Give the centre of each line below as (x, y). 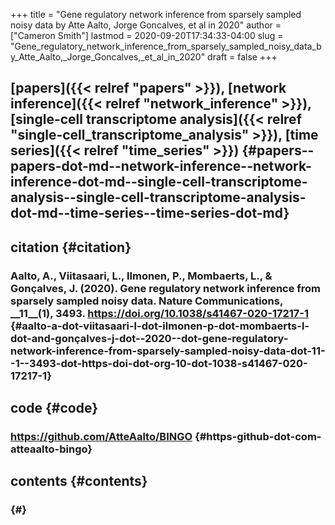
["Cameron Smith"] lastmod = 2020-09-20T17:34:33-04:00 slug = (147, 35)
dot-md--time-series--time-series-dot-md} (150, 213)
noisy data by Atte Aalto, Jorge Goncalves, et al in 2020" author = (146, 25)
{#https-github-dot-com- (258, 437)
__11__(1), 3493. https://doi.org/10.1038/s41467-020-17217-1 (160, 313)
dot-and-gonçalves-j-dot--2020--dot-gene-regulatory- (149, 338)
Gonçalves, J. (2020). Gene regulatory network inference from (166, 288)
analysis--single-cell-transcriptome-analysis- (158, 197)
